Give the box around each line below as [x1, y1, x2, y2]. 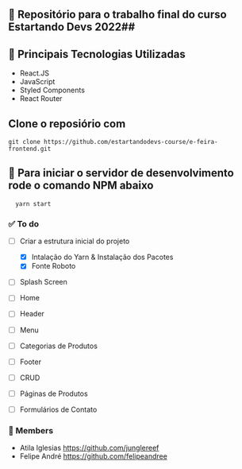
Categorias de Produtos [19, 341, 98, 351]
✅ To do [8, 218, 40, 229]
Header [19, 309, 45, 319]
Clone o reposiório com [8, 117, 126, 130]
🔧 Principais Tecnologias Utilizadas [8, 47, 186, 60]
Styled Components [19, 85, 86, 95]
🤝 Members [8, 424, 54, 436]
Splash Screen [19, 277, 67, 287]
